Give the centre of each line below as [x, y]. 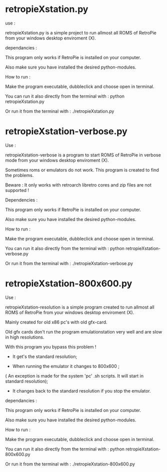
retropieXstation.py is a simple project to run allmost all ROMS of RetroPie [81, 32]
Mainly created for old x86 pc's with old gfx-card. [56, 322]
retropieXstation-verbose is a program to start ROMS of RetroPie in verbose [83, 155]
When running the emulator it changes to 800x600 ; [66, 366]
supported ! [17, 190]
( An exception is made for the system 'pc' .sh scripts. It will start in [74, 375]
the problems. [19, 175]
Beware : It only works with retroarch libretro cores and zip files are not [78, 185]
